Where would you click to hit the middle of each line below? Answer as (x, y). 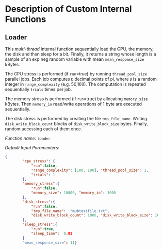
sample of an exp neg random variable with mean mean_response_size (75, 59)
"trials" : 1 (43, 175)
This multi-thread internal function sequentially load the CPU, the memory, (79, 49)
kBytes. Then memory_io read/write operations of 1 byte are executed (73, 104)
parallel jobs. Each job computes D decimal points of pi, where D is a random (81, 79)
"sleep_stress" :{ (40, 225)
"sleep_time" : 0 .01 (52, 233)
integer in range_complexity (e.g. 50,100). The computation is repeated (75, 84)
